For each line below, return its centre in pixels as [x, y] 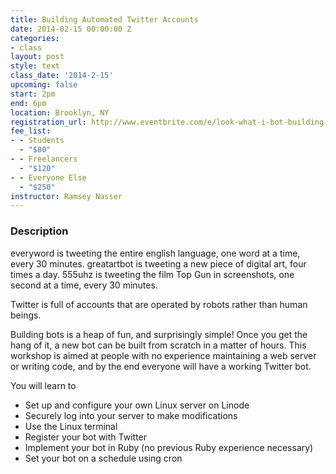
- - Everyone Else [48, 177]
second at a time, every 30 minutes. [84, 285]
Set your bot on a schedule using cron [103, 458]
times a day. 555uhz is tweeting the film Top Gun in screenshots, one [152, 274]
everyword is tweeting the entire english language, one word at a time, [155, 253]
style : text [35, 66]
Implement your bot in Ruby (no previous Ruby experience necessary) [169, 447]
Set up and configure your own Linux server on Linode [137, 405]
